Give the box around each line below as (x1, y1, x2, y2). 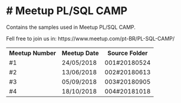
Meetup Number (9, 49, 57, 57)
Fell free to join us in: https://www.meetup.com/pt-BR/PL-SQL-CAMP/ (6, 35, 175, 42)
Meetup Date (61, 49, 99, 57)
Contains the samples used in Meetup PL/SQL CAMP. (6, 24, 136, 31)
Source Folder (107, 49, 148, 57)
